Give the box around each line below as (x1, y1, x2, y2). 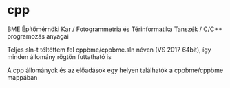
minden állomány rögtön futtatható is (7, 52, 112, 60)
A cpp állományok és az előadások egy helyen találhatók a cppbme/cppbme (7, 66, 224, 74)
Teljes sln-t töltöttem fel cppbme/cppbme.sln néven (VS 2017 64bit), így (7, 45, 211, 54)
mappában (7, 73, 38, 81)
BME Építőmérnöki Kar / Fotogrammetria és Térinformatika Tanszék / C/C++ (7, 25, 222, 33)
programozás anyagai (7, 32, 69, 40)
